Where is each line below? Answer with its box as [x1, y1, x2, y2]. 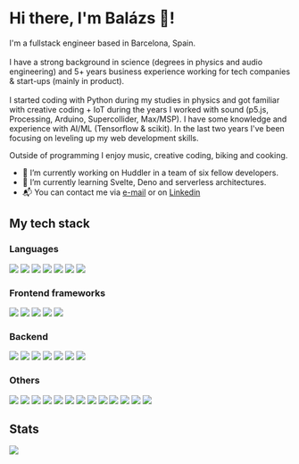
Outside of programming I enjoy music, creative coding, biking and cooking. [9, 149, 288, 160]
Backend [9, 330, 49, 342]
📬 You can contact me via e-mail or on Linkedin [21, 187, 201, 198]
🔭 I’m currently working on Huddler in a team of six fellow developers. [21, 167, 279, 178]
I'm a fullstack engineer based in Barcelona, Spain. [9, 38, 196, 48]
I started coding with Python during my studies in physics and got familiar [9, 94, 280, 105]
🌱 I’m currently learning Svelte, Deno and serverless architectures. [21, 176, 267, 187]
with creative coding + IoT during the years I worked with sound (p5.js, [9, 104, 270, 114]
